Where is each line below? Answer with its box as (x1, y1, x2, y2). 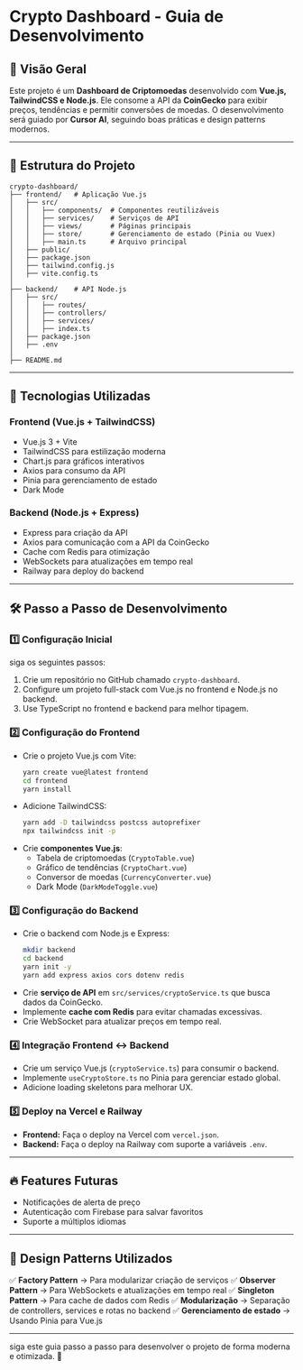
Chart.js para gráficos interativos (22, 455, 145, 466)
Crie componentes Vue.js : (22, 843, 124, 854)
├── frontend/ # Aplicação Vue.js (9, 189, 147, 199)
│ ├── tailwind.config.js (9, 261, 115, 270)
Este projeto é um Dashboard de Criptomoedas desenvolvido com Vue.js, (9, 86, 287, 96)
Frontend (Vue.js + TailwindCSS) (9, 416, 156, 428)
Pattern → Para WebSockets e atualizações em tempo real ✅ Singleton (9, 1285, 275, 1296)
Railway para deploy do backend (22, 565, 144, 576)
